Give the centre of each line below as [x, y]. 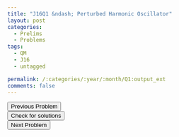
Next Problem [29, 125]
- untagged [30, 66]
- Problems [30, 40]
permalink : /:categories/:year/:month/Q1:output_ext [87, 79]
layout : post [27, 20]
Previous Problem [34, 107]
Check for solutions [36, 116]
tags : [15, 47]
